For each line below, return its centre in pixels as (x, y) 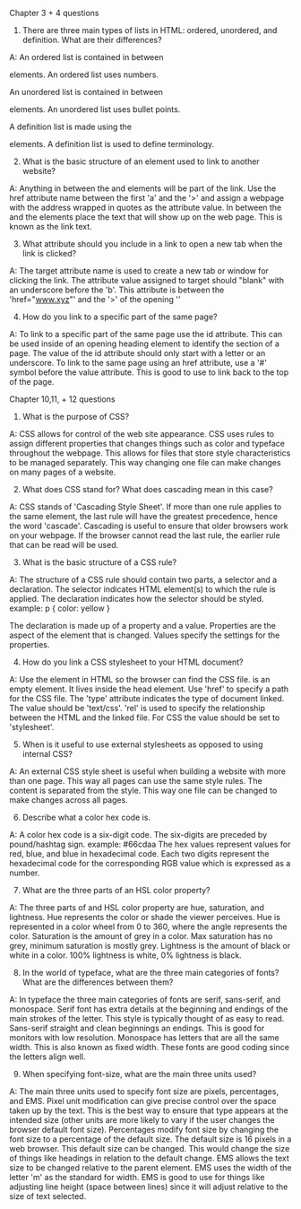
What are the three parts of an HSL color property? (116, 890)
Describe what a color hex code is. (86, 817)
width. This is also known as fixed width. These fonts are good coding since (149, 1047)
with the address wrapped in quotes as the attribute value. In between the (146, 207)
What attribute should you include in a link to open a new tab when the (152, 244)
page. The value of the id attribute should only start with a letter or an (138, 353)
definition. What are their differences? (92, 40)
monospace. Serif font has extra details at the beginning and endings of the (149, 1009)
